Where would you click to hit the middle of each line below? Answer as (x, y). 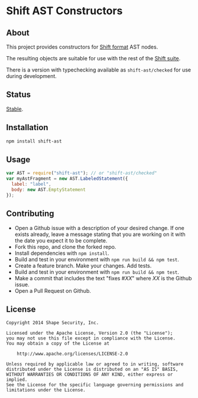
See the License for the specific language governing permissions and (95, 385)
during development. (32, 76)
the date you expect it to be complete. (61, 240)
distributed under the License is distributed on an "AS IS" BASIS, (92, 370)
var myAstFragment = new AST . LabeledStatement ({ (67, 179)
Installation (27, 127)
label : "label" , (31, 185)
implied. (17, 380)
